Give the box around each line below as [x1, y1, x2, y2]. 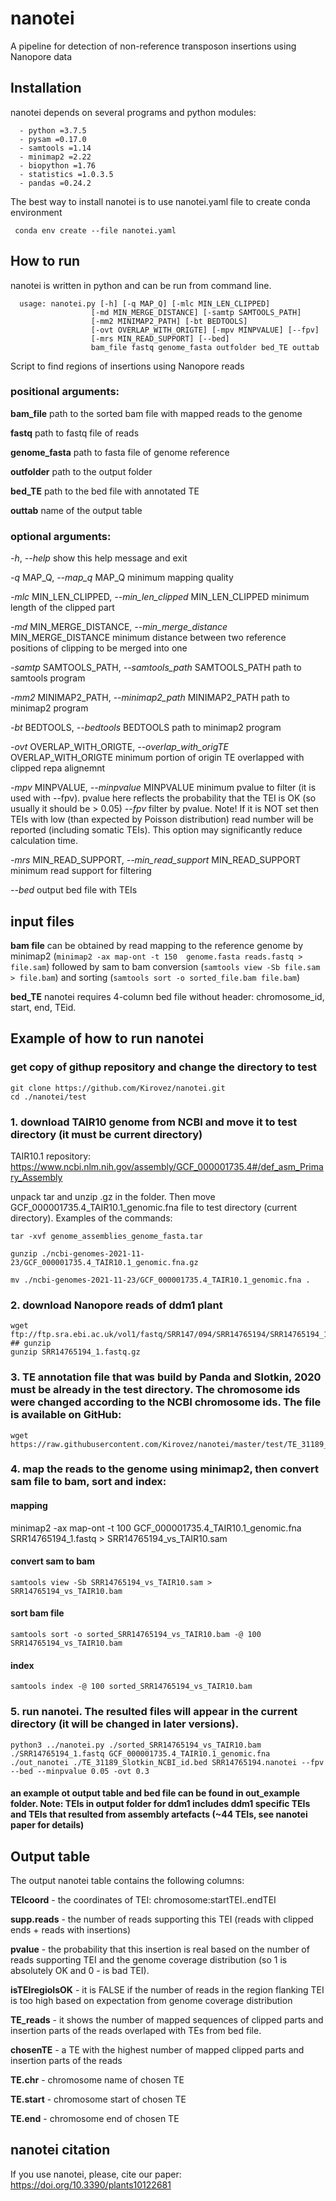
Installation [10, 80, 82, 97]
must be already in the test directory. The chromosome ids [10, 1383, 301, 1397]
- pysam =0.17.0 [19, 134, 87, 144]
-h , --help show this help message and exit [10, 552, 188, 564]
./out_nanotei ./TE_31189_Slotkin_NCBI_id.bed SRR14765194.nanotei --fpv [10, 1757, 325, 1767]
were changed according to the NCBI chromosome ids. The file [10, 1395, 322, 1409]
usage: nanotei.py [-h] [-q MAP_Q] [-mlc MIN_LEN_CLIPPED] [19, 298, 271, 309]
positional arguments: [10, 385, 120, 399]
